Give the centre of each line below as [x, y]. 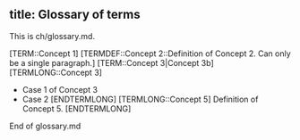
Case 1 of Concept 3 [60, 89]
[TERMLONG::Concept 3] [56, 72]
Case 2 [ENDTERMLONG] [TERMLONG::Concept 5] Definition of [140, 99]
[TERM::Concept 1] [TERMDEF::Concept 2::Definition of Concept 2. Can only [150, 54]
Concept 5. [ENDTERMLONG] [77, 108]
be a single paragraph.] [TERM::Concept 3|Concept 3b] [111, 62]
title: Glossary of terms [75, 15]
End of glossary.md [45, 126]
